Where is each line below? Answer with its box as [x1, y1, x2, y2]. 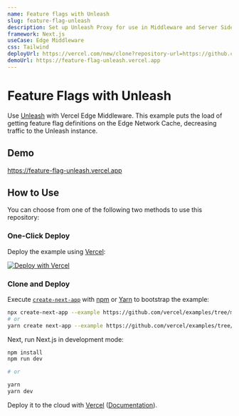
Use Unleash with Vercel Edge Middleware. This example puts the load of [7, 111, 223, 120]
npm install [7, 349, 43, 356]
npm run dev [7, 355, 43, 362]
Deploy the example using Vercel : [7, 247, 106, 255]
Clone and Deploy [7, 279, 70, 289]
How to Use [7, 186, 60, 198]
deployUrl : [7, 51, 40, 58]
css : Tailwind [7, 44, 50, 51]
